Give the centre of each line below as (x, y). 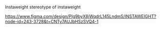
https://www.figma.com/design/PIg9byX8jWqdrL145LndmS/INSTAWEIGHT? (81, 16)
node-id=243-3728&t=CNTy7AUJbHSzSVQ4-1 (52, 22)
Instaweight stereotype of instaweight (43, 7)
